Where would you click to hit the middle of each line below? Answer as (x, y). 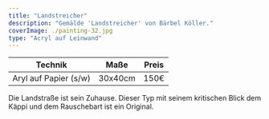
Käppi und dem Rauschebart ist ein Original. (81, 107)
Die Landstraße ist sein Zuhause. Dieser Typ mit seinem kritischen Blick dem (135, 98)
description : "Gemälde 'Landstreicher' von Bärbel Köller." (111, 23)
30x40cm (117, 78)
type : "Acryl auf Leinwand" (55, 38)
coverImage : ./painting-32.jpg (61, 30)
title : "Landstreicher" (48, 16)
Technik (51, 65)
